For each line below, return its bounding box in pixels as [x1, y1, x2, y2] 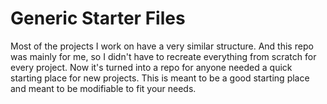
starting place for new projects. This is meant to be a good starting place [10, 72, 310, 84]
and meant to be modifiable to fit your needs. [10, 82, 197, 94]
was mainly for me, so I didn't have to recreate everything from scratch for [10, 50, 317, 62]
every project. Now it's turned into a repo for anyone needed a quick [10, 61, 293, 73]
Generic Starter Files [10, 7, 186, 30]
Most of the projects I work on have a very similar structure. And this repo [10, 40, 314, 52]
